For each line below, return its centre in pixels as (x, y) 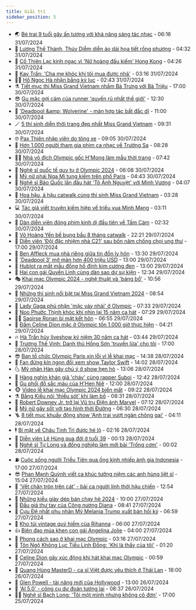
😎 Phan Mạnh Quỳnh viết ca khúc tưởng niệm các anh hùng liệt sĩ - (96, 474)
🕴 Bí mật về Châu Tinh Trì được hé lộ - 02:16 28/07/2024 (82, 430)
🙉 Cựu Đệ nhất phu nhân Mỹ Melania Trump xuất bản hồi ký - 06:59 (96, 511)
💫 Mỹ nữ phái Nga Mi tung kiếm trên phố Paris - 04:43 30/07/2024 (95, 176)
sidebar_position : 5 (31, 17)
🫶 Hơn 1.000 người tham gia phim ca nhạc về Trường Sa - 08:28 (91, 145)
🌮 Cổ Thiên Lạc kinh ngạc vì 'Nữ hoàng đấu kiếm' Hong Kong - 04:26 (98, 61)
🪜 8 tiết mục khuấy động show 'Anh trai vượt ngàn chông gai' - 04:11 (98, 415)
